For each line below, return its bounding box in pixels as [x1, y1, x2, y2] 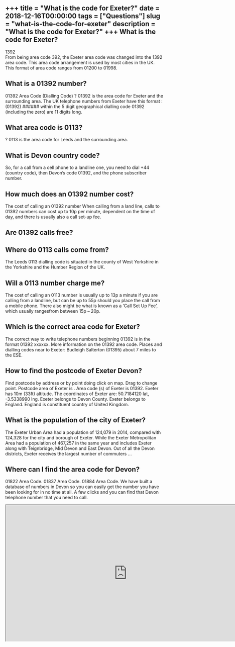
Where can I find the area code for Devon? [5, 465, 140, 474]
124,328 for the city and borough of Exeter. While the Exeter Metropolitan [5, 434, 157, 440]
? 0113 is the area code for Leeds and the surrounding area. [5, 137, 128, 143]
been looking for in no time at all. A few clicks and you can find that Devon [5, 489, 159, 495]
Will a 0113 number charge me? [5, 279, 105, 287]
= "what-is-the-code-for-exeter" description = [5, 20, 156, 28]
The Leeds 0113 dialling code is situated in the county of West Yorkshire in [5, 259, 159, 265]
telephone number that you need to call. [5, 495, 88, 501]
